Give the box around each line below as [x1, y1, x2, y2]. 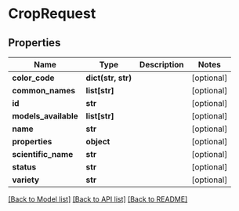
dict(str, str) [85, 72, 132, 83]
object [85, 136, 110, 147]
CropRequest [8, 5, 96, 23]
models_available [12, 111, 78, 122]
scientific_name [12, 149, 74, 159]
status [12, 162, 37, 173]
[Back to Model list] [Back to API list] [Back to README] [8, 195, 188, 204]
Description [139, 60, 184, 70]
